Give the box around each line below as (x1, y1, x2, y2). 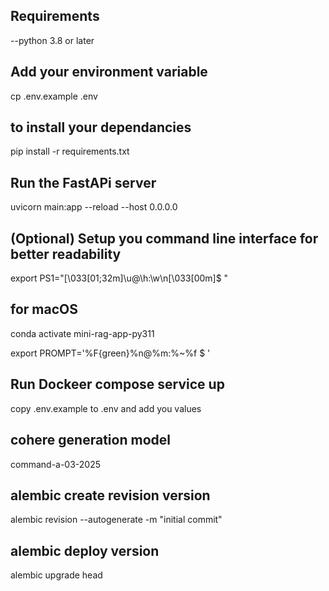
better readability (10, 245, 122, 263)
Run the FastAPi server (10, 174, 157, 191)
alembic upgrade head (10, 569, 103, 581)
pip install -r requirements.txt (10, 145, 130, 158)
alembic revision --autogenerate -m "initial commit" (10, 514, 223, 526)
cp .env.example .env (10, 90, 98, 102)
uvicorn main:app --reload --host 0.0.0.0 (10, 201, 178, 213)
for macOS (10, 301, 78, 318)
